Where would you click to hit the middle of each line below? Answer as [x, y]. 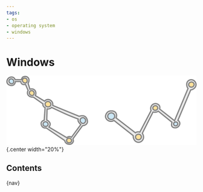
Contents [24, 168]
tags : [13, 13]
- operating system [31, 25]
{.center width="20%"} [35, 149]
